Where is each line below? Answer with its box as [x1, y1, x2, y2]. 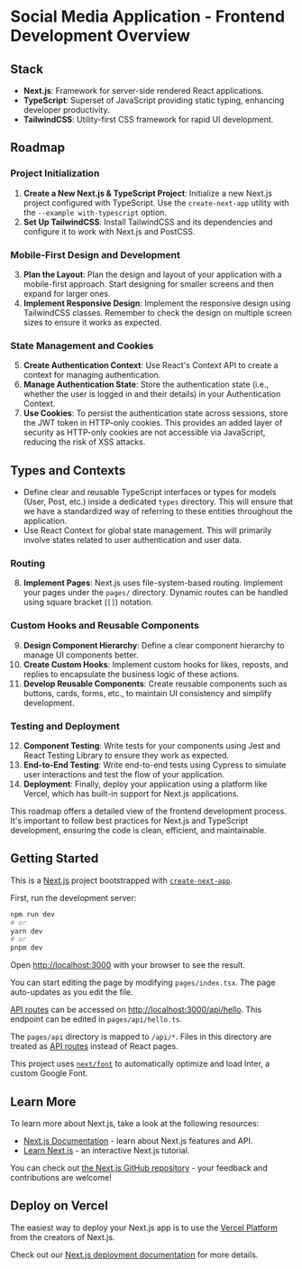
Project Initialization [10, 167, 100, 179]
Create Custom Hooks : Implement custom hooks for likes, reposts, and [23, 658, 289, 669]
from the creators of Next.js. [10, 1231, 115, 1242]
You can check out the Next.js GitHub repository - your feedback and [10, 1162, 269, 1173]
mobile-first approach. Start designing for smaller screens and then [23, 278, 274, 290]
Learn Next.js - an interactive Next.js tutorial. [23, 1145, 190, 1155]
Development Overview [10, 25, 191, 46]
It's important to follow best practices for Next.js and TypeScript [10, 814, 249, 826]
